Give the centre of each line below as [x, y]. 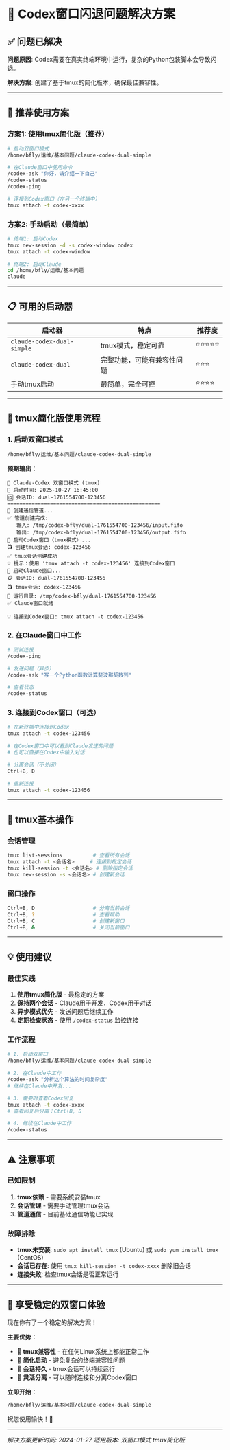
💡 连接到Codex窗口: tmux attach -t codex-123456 [75, 616]
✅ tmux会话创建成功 [33, 556]
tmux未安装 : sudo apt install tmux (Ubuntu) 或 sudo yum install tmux [118, 1250]
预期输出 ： [22, 468]
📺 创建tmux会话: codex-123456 [49, 547]
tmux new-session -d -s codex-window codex [70, 245]
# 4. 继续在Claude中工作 [39, 1124]
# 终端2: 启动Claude [34, 264]
